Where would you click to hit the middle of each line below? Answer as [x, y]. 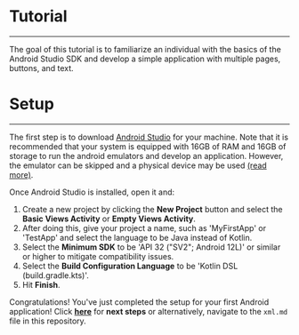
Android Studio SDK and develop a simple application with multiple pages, [145, 59]
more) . [21, 174]
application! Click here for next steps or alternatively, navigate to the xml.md [148, 311]
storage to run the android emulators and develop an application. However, [146, 156]
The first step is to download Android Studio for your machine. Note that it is [149, 137]
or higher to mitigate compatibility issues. [98, 256]
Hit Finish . [41, 284]
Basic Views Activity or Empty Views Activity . [109, 219]
